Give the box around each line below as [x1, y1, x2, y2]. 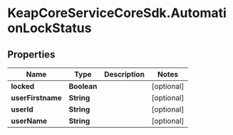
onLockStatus [7, 20, 92, 36]
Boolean [68, 82, 98, 91]
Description [104, 70, 145, 79]
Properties [7, 48, 56, 60]
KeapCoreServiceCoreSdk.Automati [7, 5, 227, 21]
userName [11, 116, 48, 126]
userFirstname [11, 93, 62, 102]
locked [11, 82, 35, 91]
